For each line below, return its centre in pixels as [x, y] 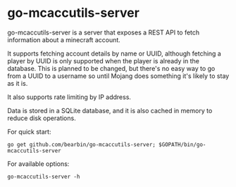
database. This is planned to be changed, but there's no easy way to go [111, 68]
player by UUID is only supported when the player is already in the [103, 60]
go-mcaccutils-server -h [44, 176]
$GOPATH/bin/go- [182, 144]
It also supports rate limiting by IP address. [69, 97]
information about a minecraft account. [64, 39]
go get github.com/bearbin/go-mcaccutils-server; [82, 144]
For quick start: [29, 131]
